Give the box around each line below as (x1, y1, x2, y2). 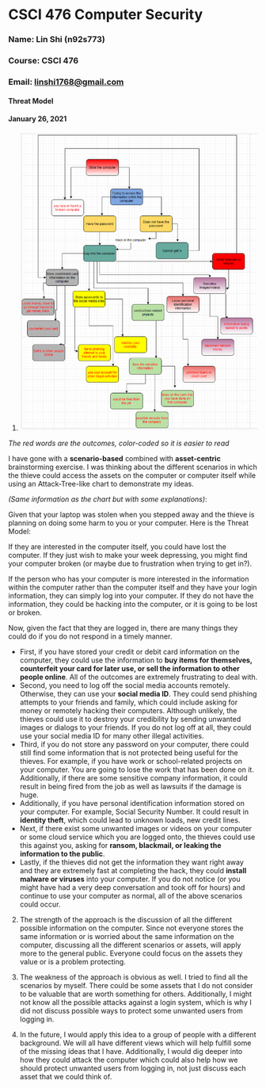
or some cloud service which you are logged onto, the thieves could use (19, 832, 256, 842)
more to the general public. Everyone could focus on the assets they (19, 949, 243, 958)
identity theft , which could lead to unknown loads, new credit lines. (19, 815, 241, 825)
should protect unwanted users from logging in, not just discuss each (19, 1063, 246, 1073)
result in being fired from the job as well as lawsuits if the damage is (19, 782, 242, 792)
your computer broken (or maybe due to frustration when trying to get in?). (8, 559, 252, 568)
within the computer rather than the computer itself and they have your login (8, 582, 257, 592)
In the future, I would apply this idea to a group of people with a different (19, 1030, 256, 1040)
